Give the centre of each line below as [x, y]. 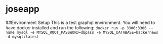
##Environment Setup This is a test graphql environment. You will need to [80, 22]
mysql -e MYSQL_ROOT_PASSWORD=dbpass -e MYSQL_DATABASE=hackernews [87, 32]
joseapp [22, 9]
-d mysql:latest [22, 37]
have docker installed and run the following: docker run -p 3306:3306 [76, 27]
